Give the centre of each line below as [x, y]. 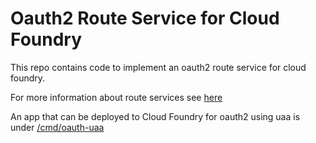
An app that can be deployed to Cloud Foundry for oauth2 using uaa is [155, 116]
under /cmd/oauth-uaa [57, 127]
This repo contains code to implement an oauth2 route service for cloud [158, 67]
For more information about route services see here [116, 97]
